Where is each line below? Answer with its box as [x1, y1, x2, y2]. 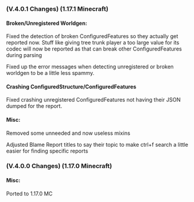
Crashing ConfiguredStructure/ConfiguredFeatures [6, 83, 137, 90]
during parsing [6, 52, 42, 59]
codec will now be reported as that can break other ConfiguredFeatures [6, 45, 182, 52]
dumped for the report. [6, 103, 62, 110]
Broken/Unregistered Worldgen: [6, 20, 87, 27]
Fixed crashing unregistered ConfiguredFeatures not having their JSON [6, 96, 181, 103]
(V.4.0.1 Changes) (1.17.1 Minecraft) [6, 5, 109, 13]
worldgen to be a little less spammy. [6, 70, 95, 77]
